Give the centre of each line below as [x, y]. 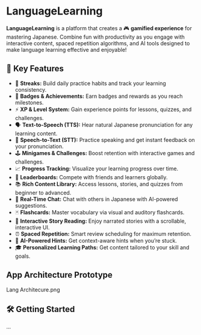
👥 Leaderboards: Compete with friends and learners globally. [91, 177]
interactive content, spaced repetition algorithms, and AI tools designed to [98, 43]
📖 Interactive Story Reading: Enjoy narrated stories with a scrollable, [100, 221]
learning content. [36, 133]
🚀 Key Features [35, 69]
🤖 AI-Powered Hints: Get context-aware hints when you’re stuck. [96, 240]
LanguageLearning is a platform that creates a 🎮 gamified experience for [99, 28]
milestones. [29, 102]
